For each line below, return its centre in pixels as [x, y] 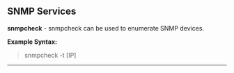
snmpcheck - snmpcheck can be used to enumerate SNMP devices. [106, 28]
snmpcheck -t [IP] [50, 55]
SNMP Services [42, 11]
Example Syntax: [32, 42]
